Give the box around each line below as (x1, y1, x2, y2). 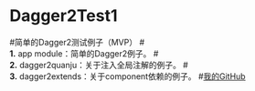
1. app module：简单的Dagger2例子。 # (9, 47, 159, 59)
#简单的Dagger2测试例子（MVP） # (9, 36, 145, 47)
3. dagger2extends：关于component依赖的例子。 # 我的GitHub (9, 70, 246, 82)
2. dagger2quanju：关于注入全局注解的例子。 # (9, 59, 189, 70)
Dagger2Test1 (9, 5, 118, 26)
